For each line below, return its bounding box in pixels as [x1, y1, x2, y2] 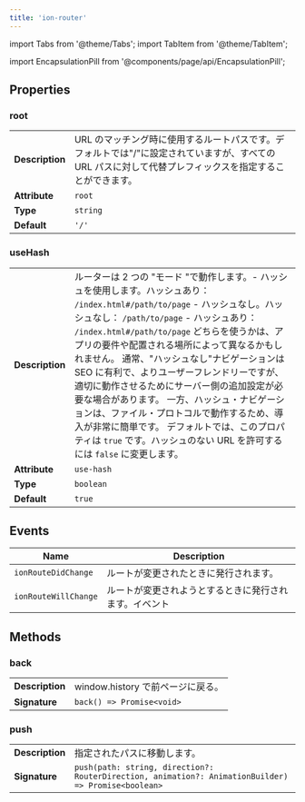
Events [9, 523, 50, 539]
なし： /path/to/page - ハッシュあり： [92, 311, 258, 323]
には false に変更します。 [74, 447, 184, 460]
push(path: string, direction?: [74, 762, 214, 773]
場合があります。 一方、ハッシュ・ [92, 392, 241, 405]
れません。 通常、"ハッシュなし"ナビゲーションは [74, 351, 285, 364]
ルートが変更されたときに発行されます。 [106, 567, 279, 579]
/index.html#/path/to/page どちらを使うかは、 [74, 324, 275, 337]
